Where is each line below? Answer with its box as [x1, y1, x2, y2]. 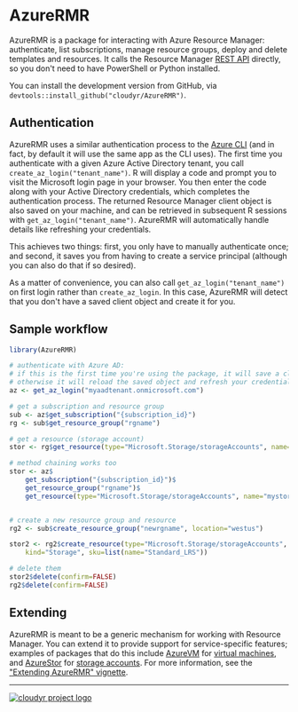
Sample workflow [9, 321, 108, 337]
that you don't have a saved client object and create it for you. [9, 296, 236, 306]
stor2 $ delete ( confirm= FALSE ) [9, 573, 117, 581]
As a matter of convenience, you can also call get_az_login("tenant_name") [9, 277, 286, 288]
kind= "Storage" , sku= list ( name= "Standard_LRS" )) [25, 548, 208, 558]
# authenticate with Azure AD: [9, 361, 125, 370]
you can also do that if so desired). [9, 259, 137, 271]
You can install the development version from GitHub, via [9, 80, 217, 91]
